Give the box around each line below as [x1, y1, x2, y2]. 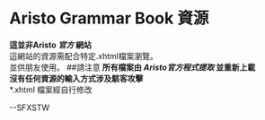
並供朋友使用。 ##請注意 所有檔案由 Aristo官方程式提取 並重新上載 [9, 62, 256, 73]
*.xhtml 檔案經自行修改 [9, 84, 93, 95]
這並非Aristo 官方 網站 [9, 39, 93, 50]
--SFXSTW [9, 102, 50, 113]
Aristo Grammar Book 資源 [9, 8, 209, 29]
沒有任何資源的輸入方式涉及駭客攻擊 [9, 73, 144, 83]
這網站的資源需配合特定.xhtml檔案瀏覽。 [9, 50, 159, 61]
